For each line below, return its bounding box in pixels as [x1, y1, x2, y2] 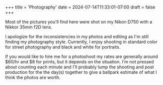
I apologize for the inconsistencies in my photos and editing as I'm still [5, 34, 149, 39]
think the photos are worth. [5, 75, 61, 80]
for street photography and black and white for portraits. [5, 44, 121, 50]
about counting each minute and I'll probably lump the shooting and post [5, 64, 154, 70]
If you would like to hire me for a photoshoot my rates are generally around [5, 54, 158, 59]
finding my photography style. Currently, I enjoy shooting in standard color [5, 39, 158, 45]
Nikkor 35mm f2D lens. [5, 24, 53, 30]
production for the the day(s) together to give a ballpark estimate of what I [5, 69, 158, 75]
